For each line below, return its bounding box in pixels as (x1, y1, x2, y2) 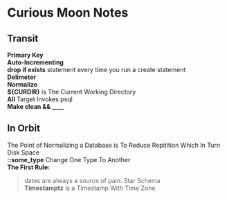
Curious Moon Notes (7, 5, 129, 21)
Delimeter (7, 73, 37, 81)
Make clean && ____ (7, 103, 64, 110)
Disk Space (7, 148, 40, 157)
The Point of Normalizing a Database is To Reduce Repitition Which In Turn (7, 141, 221, 149)
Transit (7, 33, 39, 44)
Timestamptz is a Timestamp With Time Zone (24, 184, 156, 192)
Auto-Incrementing (7, 58, 64, 67)
